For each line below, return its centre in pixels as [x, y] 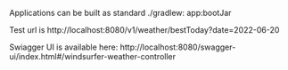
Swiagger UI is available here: [64, 47]
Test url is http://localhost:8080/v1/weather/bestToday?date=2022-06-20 [144, 30]
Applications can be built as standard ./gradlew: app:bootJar [120, 13]
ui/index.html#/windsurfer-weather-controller [93, 56]
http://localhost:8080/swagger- [178, 47]
